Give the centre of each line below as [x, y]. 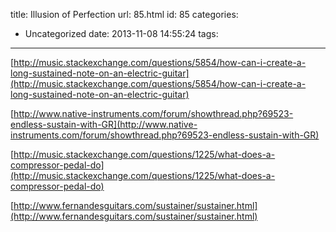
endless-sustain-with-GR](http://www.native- [104, 124]
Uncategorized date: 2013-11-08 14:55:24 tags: [121, 33]
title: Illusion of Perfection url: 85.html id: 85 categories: [124, 14]
